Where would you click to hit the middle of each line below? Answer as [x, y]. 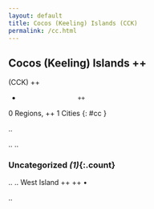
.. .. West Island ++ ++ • [48, 183]
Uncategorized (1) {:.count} [62, 165]
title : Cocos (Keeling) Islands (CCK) [73, 23]
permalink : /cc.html [43, 30]
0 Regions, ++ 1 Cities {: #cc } [57, 114]
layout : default [35, 16]
